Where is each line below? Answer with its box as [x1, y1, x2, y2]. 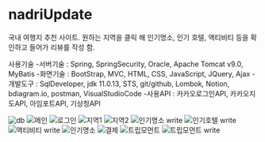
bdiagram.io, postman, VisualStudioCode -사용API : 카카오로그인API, [8, 88, 229, 98]
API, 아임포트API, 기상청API [14, 99, 102, 108]
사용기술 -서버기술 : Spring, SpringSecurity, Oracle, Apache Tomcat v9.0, [8, 59, 244, 69]
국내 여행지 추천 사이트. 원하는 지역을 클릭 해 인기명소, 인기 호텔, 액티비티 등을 [8, 32, 249, 42]
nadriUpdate [8, 6, 93, 24]
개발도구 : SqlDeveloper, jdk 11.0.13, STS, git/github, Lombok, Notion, [8, 79, 230, 88]
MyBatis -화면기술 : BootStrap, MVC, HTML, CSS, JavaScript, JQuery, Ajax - [8, 69, 255, 78]
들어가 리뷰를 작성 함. [29, 42, 95, 52]
